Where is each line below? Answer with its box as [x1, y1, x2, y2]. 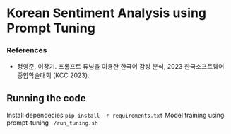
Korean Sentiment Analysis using [6, 5, 206, 21]
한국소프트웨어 [184, 62, 225, 71]
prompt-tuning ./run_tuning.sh [6, 118, 98, 127]
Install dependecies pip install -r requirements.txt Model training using [6, 111, 225, 120]
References [6, 45, 47, 55]
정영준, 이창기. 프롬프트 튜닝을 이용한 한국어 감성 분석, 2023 [16, 62, 183, 71]
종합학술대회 [16, 71, 52, 79]
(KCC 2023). [53, 71, 90, 79]
